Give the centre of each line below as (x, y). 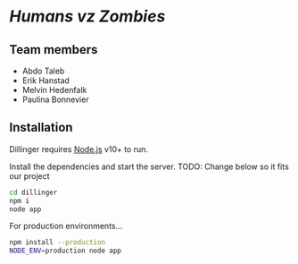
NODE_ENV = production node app (66, 251)
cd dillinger (33, 192)
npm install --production (57, 243)
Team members (54, 50)
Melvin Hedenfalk (54, 90)
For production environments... (66, 226)
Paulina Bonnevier (55, 99)
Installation (41, 128)
